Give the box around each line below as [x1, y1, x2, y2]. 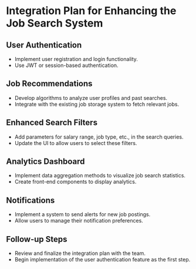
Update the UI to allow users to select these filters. [14, 139, 137, 146]
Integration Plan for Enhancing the [6, 4, 177, 18]
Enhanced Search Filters [6, 117, 98, 127]
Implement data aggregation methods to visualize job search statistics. [14, 172, 186, 179]
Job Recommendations [6, 79, 93, 89]
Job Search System [6, 16, 103, 30]
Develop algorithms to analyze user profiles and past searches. [14, 94, 168, 101]
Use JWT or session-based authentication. [14, 62, 119, 69]
